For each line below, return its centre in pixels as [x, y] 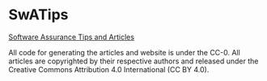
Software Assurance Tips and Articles [72, 37]
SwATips [38, 15]
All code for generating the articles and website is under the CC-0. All [124, 52]
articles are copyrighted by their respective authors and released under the [133, 61]
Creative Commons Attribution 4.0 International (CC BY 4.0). [109, 69]
